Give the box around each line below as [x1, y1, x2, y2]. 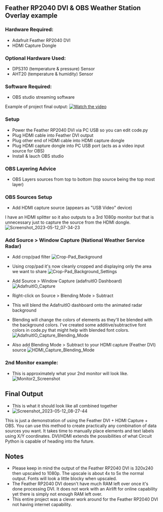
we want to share [12, 269, 47, 275]
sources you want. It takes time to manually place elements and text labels [5, 427, 154, 434]
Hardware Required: [5, 26, 54, 33]
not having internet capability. [12, 502, 72, 508]
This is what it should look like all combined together [12, 403, 118, 408]
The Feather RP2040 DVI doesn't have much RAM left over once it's [12, 481, 148, 487]
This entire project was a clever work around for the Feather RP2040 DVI [12, 496, 158, 502]
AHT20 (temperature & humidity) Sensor [12, 71, 93, 77]
